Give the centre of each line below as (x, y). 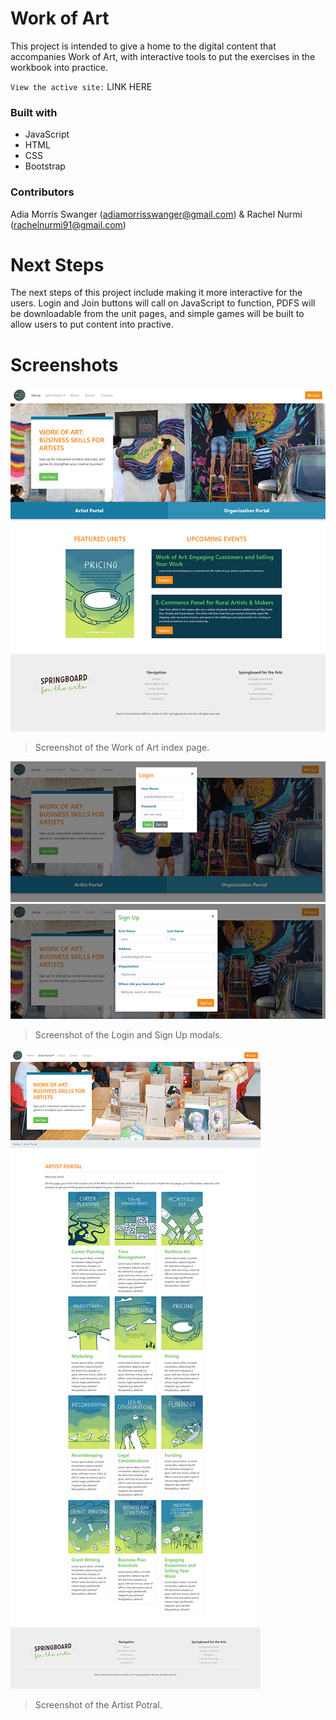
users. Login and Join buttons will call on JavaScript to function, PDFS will (163, 303)
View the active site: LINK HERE (81, 86)
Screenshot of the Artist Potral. (98, 1704)
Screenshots (64, 364)
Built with (34, 112)
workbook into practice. (59, 67)
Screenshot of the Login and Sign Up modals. (128, 1034)
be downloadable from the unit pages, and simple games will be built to (157, 314)
